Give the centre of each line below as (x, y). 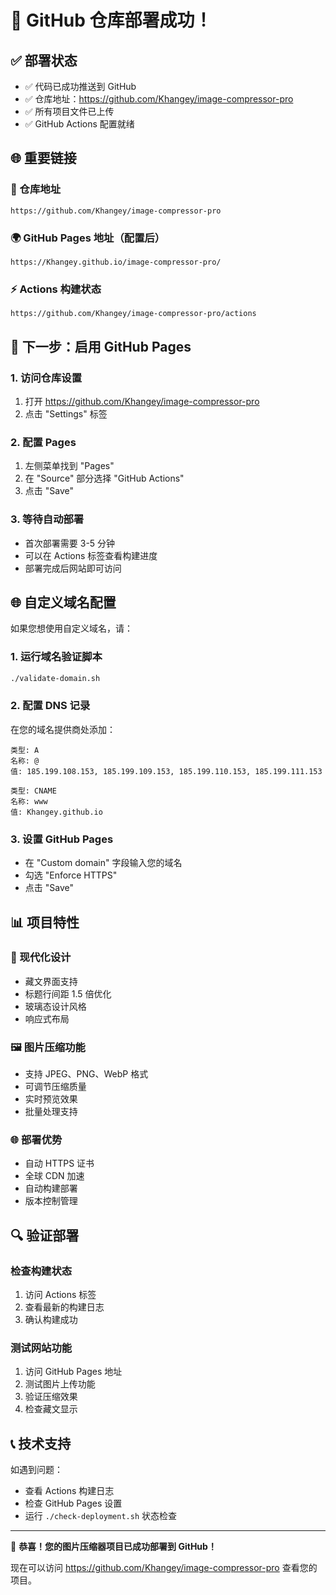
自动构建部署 (51, 1188)
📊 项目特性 (45, 922)
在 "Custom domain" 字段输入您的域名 (103, 863)
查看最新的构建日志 (64, 1307)
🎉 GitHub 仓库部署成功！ (111, 20)
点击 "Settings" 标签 (66, 413)
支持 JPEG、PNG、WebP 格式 (86, 1074)
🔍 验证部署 (45, 1235)
